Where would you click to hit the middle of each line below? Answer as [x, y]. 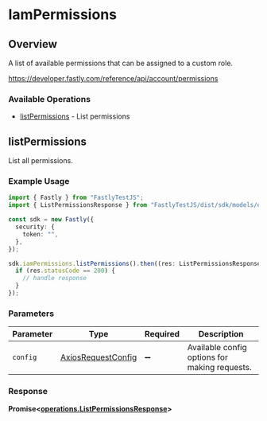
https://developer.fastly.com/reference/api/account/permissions [113, 78]
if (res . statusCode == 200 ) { [65, 271]
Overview [33, 44]
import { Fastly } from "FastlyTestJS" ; [76, 198]
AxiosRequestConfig [99, 357]
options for [207, 357]
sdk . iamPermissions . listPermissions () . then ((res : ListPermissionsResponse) [136, 263]
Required [162, 334]
